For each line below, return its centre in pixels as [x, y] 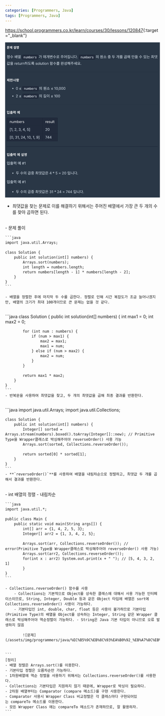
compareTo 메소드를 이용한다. [37, 702]
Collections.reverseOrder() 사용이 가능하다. [49, 604]
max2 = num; [52, 356]
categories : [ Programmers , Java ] [39, 10]
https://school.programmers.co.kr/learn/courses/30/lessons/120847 [74, 30]
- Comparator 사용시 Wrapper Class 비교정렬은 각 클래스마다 [62, 696]
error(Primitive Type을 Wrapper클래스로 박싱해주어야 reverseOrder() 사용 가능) [82, 549]
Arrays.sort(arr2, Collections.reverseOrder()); [73, 554]
